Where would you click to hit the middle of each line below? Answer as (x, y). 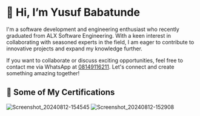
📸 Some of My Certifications (61, 93)
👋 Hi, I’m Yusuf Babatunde (73, 12)
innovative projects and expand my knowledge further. (74, 49)
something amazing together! (43, 73)
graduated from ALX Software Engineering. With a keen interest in (89, 35)
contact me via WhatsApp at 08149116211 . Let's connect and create (90, 67)
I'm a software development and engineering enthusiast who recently (93, 29)
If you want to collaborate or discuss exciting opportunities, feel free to (95, 60)
